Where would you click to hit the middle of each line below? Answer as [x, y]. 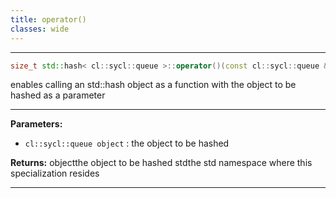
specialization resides [55, 173]
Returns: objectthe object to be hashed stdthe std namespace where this [161, 163]
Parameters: [36, 124]
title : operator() [48, 19]
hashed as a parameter [58, 95]
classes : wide [40, 29]
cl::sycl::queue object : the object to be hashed [127, 143]
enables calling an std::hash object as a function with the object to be [153, 85]
